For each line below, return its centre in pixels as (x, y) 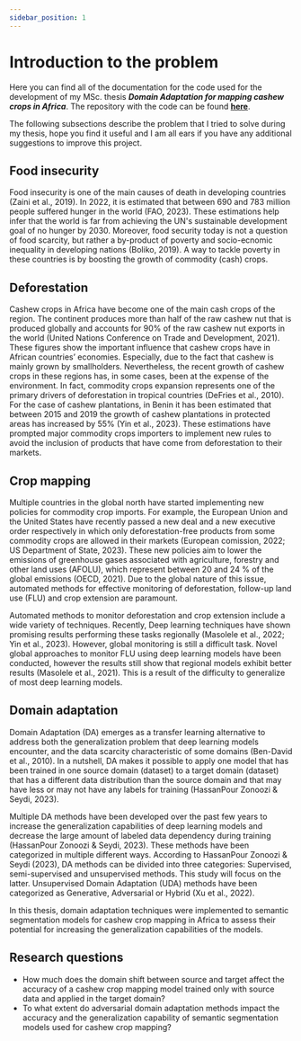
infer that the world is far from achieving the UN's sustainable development (148, 221)
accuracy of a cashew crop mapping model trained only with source (148, 989)
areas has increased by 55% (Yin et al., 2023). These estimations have (140, 424)
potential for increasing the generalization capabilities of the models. (136, 929)
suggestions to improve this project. (75, 142)
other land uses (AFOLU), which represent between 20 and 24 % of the (142, 569)
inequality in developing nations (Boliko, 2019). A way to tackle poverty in (145, 250)
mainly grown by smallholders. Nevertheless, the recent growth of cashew (147, 367)
